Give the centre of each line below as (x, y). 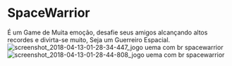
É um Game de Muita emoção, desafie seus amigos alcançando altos (108, 32)
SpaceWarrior (49, 13)
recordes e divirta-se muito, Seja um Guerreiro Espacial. (89, 39)
